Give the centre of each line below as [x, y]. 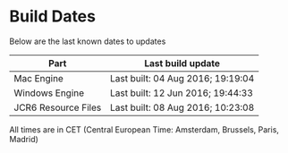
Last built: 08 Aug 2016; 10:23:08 [182, 107]
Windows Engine [49, 93]
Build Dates [53, 17]
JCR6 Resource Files [58, 107]
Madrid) [24, 139]
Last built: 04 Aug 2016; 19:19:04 [182, 78]
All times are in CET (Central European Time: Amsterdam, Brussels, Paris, [144, 129]
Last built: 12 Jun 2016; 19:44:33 [182, 93]
